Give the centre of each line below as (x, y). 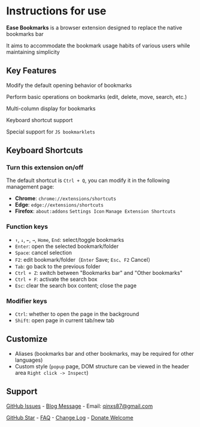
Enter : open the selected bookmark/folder (67, 246)
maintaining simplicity (33, 52)
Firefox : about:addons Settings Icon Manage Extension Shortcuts (95, 211)
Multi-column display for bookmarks (51, 108)
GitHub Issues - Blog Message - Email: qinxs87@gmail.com (80, 406)
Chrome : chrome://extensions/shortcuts (66, 198)
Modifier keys (27, 301)
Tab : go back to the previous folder (57, 266)
